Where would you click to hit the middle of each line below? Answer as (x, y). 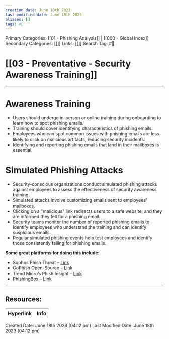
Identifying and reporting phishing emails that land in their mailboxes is (86, 145)
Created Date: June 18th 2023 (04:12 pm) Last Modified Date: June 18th (80, 325)
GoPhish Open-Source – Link (43, 268)
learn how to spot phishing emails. (48, 123)
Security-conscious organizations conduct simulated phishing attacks (85, 184)
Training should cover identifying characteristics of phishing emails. (83, 128)
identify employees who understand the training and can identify (79, 227)
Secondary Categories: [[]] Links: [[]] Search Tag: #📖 (60, 44)
